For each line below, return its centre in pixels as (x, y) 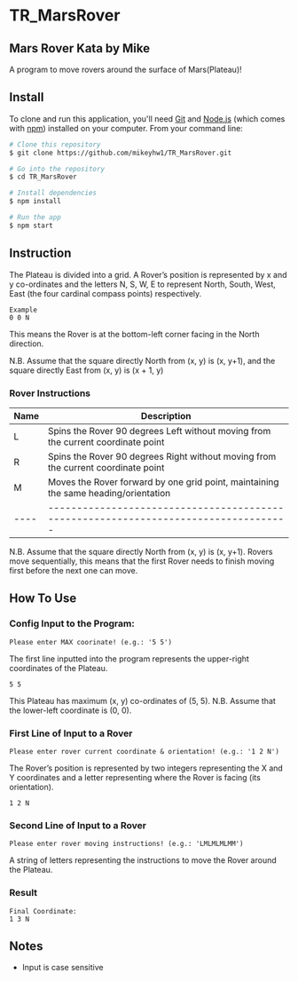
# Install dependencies (53, 193)
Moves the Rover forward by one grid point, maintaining (163, 482)
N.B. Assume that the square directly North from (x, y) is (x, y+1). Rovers (141, 551)
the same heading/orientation (109, 493)
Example (24, 310)
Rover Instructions (50, 393)
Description (166, 415)
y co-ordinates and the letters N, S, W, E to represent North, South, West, (143, 284)
